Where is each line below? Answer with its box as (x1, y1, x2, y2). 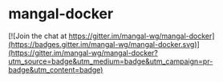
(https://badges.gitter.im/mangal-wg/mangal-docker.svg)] (8, 39, 201, 49)
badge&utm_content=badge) (8, 64, 103, 74)
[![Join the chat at (8, 31, 67, 41)
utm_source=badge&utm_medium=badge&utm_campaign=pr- (8, 57, 213, 66)
